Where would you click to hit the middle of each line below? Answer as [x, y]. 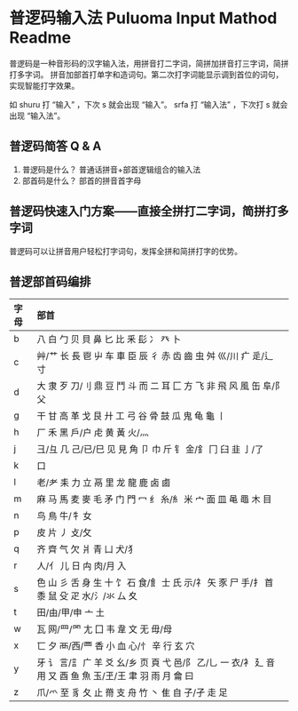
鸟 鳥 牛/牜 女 [64, 516]
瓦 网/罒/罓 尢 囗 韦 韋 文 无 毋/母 [105, 629]
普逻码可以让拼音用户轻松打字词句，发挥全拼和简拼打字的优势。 [125, 251]
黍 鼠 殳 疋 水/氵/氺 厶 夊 [87, 596]
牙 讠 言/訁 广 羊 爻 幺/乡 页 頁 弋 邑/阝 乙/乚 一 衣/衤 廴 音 [156, 663]
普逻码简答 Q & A [55, 146]
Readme [40, 38]
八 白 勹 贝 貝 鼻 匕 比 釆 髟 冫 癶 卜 [109, 340]
